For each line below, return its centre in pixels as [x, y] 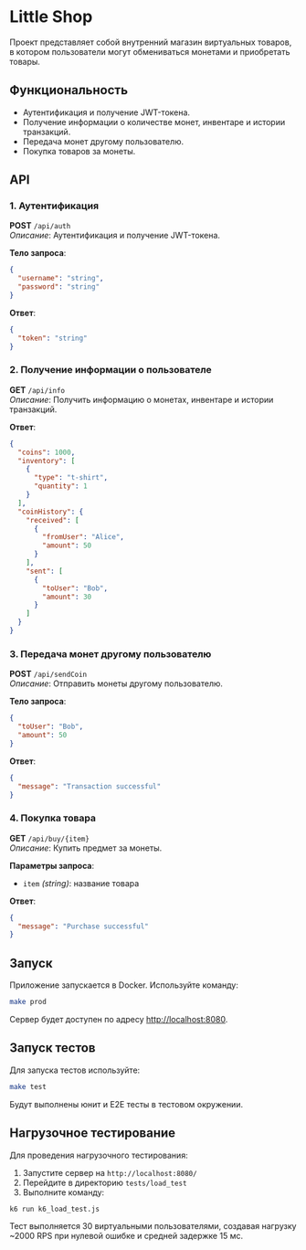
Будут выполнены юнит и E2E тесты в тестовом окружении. [127, 1104]
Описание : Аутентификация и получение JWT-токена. [115, 236]
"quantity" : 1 [61, 486]
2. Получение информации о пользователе [111, 370]
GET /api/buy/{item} [49, 838]
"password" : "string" [59, 287]
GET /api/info [37, 389]
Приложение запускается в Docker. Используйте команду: [124, 985]
